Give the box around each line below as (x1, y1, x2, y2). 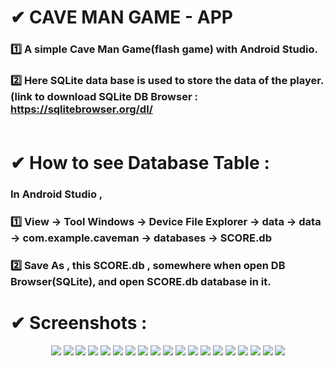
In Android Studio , (10, 187, 103, 201)
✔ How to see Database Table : (10, 152, 270, 175)
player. (289, 74, 325, 88)
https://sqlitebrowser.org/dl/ (10, 102, 153, 116)
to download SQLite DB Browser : (34, 90, 198, 104)
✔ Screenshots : (10, 312, 148, 335)
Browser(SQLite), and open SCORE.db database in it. (10, 274, 272, 288)
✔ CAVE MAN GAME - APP (10, 6, 233, 29)
